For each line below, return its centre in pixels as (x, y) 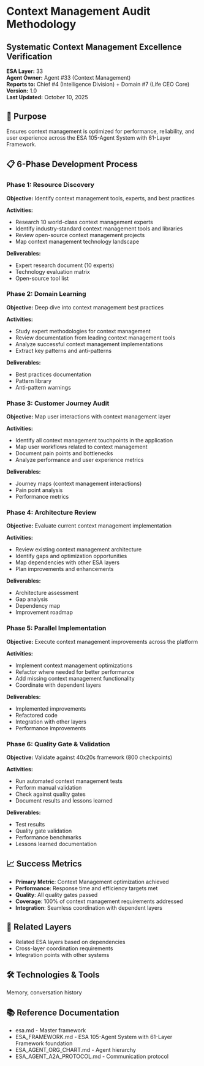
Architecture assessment (47, 593)
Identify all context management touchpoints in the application (94, 440)
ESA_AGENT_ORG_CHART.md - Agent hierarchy (76, 1050)
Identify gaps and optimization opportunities (71, 556)
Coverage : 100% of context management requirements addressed (99, 901)
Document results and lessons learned (64, 800)
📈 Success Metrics (44, 864)
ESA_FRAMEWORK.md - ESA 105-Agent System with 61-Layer (94, 1037)
